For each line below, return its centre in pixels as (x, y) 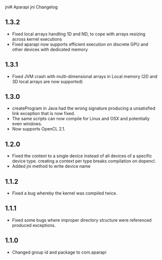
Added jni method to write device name (51, 166)
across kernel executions (37, 39)
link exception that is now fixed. (44, 114)
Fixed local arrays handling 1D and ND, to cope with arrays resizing (79, 34)
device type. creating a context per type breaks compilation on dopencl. (84, 161)
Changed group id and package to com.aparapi (59, 252)
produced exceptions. (34, 225)
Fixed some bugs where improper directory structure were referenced (82, 220)
